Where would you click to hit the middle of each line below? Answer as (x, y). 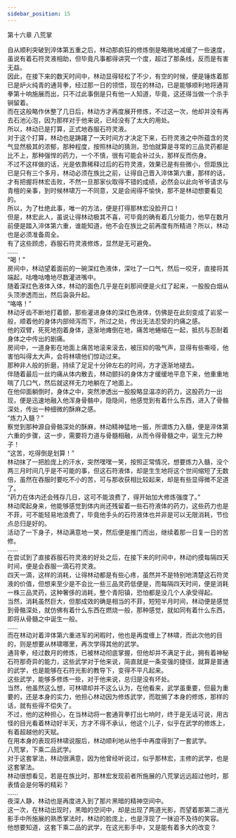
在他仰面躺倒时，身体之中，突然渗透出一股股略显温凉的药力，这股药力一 (112, 391)
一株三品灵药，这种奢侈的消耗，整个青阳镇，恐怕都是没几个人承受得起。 (112, 592)
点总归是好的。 (29, 523)
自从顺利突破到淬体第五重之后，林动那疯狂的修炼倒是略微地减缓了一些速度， (118, 49)
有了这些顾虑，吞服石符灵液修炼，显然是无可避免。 (81, 243)
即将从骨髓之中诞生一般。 (44, 618)
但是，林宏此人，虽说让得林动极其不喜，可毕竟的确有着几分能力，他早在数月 (118, 217)
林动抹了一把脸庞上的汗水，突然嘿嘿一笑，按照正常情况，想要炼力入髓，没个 (118, 462)
